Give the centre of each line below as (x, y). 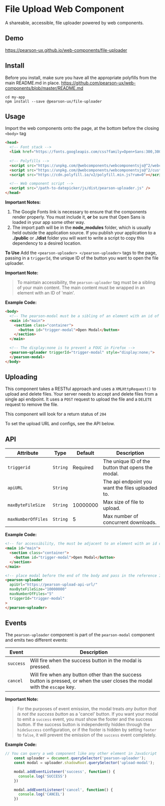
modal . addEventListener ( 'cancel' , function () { (63, 790)
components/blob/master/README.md (44, 88)
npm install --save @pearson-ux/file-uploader (54, 101)
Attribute (28, 453)
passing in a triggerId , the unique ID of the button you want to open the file (82, 258)
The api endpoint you (127, 482)
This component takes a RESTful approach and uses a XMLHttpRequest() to (81, 389)
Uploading (21, 377)
